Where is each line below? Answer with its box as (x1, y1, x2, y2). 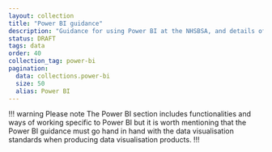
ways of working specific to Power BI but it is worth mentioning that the (8, 118, 247, 128)
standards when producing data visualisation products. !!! (8, 135, 200, 145)
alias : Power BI (15, 87, 70, 95)
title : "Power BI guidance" (8, 19, 104, 27)
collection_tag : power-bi (8, 57, 96, 65)
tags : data (8, 42, 45, 50)
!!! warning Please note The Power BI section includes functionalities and (8, 109, 252, 119)
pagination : (8, 65, 49, 73)
